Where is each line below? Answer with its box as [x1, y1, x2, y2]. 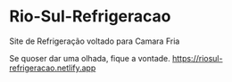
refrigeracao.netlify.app [9, 62, 96, 73]
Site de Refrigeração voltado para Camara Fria [9, 36, 180, 46]
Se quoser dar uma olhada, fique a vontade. [9, 53, 171, 63]
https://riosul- [172, 53, 223, 63]
